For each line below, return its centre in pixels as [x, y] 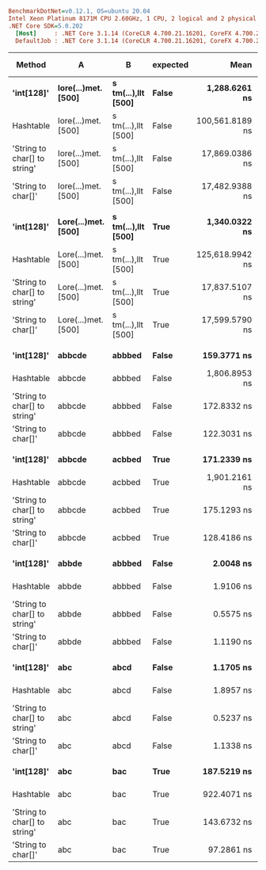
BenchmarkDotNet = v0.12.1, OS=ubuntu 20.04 [79, 11]
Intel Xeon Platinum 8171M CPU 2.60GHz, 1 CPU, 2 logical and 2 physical [133, 18]
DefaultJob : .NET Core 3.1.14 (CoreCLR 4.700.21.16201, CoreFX [123, 40]
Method [31, 65]
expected [171, 65]
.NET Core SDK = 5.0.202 [46, 26]
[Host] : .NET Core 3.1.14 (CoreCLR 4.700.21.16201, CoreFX [123, 33]
